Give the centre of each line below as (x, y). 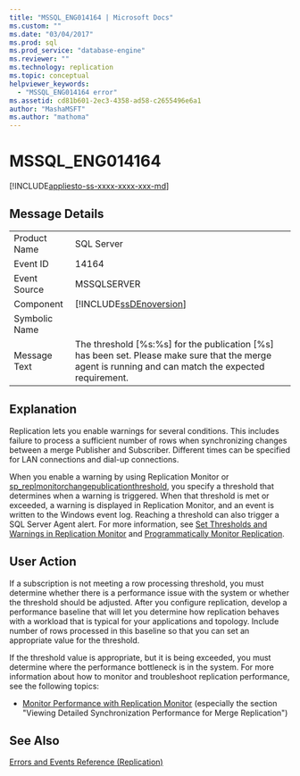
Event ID (31, 263)
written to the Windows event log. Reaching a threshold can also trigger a (144, 514)
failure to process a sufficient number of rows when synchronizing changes (148, 440)
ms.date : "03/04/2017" (51, 34)
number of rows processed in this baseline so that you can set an (129, 630)
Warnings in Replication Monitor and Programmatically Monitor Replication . (147, 533)
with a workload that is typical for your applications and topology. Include (144, 621)
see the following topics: (54, 686)
